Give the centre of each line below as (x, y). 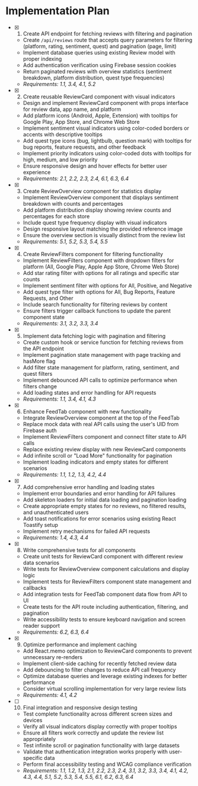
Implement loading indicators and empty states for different (95, 462)
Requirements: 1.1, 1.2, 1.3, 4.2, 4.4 (65, 474)
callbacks (35, 587)
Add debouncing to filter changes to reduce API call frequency (99, 670)
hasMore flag (39, 361)
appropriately (39, 739)
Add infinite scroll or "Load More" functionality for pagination (98, 455)
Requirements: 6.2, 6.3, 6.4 (56, 632)
